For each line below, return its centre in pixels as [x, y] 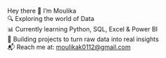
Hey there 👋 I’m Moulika [42, 11]
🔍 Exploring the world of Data [51, 19]
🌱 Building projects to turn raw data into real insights [83, 39]
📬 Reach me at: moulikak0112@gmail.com [69, 47]
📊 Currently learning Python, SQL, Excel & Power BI [83, 29]
